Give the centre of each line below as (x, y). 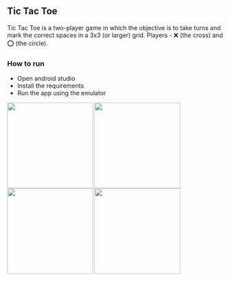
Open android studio (46, 79)
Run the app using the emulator (61, 93)
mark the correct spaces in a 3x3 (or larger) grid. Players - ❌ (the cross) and (115, 35)
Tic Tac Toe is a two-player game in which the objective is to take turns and (114, 27)
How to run (26, 63)
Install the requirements (50, 86)
